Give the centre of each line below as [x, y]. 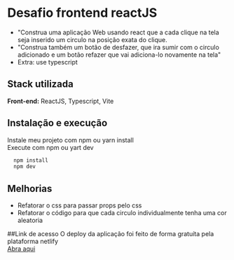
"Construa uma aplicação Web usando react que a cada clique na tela [118, 32]
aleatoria [30, 220]
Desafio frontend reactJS [82, 13]
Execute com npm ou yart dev [50, 147]
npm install [31, 160]
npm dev [25, 167]
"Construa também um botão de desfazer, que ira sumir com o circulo [118, 47]
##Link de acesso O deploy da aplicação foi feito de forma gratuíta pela [111, 234]
